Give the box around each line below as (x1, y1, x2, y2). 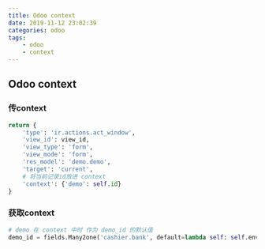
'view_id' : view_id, (22, 136, 90, 144)
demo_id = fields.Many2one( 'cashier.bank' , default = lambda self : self (8, 233, 245, 241)
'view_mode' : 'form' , (22, 151, 93, 159)
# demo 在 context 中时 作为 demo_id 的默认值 (8, 226, 154, 234)
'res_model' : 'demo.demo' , (22, 158, 111, 166)
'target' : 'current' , (22, 165, 93, 173)
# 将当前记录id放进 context (22, 172, 106, 180)
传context (8, 103, 47, 114)
